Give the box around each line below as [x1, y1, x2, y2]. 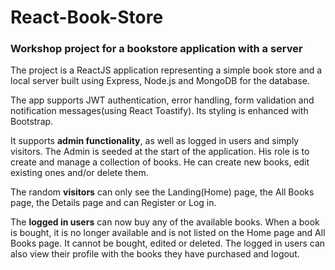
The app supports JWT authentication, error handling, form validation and [10, 94, 315, 106]
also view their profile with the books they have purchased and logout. [10, 248, 300, 260]
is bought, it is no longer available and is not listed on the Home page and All [10, 227, 326, 239]
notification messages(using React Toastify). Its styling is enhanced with [10, 105, 309, 117]
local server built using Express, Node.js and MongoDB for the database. [10, 75, 310, 87]
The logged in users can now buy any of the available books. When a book [10, 216, 320, 228]
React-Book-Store [10, 6, 164, 29]
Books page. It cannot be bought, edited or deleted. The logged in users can [10, 237, 326, 250]
